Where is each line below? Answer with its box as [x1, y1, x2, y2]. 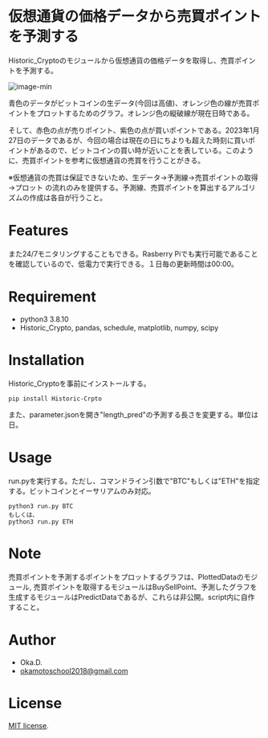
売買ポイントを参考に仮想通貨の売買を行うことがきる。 [22, 155, 205, 165]
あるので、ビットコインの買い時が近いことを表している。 [35, 146, 226, 155]
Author [8, 630, 56, 649]
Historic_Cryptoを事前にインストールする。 [8, 379, 151, 388]
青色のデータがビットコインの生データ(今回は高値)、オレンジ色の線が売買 [8, 98, 253, 108]
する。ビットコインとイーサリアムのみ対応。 [8, 486, 156, 495]
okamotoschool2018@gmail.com [19, 666, 128, 675]
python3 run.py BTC [8, 502, 74, 510]
